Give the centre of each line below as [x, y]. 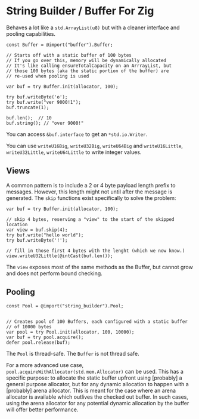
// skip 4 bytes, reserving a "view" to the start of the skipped [90, 219]
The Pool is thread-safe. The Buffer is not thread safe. [73, 353]
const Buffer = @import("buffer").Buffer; [60, 45]
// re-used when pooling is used [48, 76]
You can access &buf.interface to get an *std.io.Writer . [77, 134]
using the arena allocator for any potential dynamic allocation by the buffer [98, 403]
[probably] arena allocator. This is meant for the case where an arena [91, 390]
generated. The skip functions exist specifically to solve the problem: [91, 198]
